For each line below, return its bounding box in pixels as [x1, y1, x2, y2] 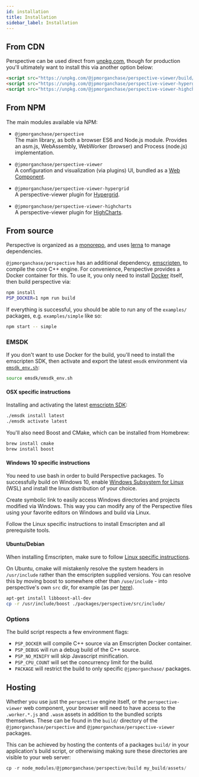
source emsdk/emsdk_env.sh [6, 375, 73, 382]
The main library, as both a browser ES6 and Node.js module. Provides [14, 136, 188, 143]
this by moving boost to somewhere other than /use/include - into [6, 578, 168, 585]
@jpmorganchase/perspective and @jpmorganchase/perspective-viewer [6, 724, 175, 731]
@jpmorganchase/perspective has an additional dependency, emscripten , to [6, 259, 188, 267]
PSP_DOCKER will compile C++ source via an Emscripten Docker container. [14, 640, 192, 647]
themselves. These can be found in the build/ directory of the [6, 717, 158, 724]
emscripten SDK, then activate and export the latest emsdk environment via [6, 357, 188, 365]
